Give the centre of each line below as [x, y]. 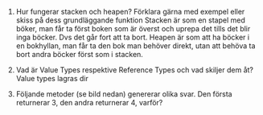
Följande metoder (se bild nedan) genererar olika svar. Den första [124, 94]
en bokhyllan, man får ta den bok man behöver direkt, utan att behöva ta [136, 46]
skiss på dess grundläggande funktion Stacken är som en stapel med [130, 20]
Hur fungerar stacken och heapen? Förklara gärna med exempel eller [130, 12]
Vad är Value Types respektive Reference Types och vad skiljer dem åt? [135, 70]
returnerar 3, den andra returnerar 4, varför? [89, 103]
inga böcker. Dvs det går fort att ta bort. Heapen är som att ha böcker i [133, 37]
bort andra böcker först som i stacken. [79, 54]
